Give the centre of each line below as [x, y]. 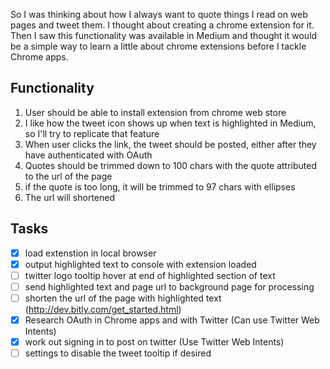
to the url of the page [68, 176]
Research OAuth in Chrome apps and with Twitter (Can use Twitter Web [172, 320]
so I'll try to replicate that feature [92, 133]
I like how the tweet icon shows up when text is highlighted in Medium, [170, 123]
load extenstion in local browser [90, 253]
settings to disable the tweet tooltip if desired [118, 353]
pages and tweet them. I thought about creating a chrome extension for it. [162, 25]
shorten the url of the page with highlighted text [123, 298]
